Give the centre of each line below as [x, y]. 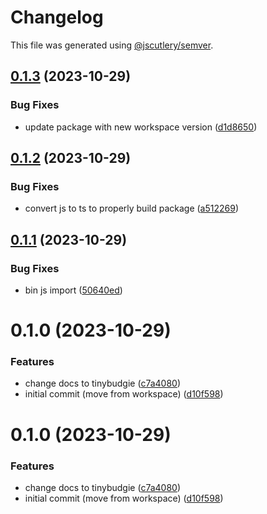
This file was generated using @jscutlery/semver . [112, 45]
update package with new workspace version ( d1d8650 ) [141, 127]
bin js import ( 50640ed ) [73, 290]
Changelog [57, 17]
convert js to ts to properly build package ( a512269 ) [132, 208]
